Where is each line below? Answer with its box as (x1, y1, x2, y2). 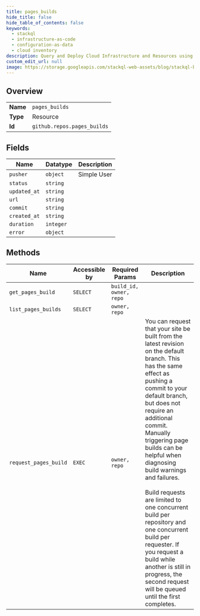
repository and (145, 518, 186, 526)
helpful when (145, 451, 182, 459)
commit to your (145, 384, 187, 392)
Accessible (73, 265, 105, 274)
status (9, 180, 28, 186)
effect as (145, 369, 170, 377)
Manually (145, 429, 171, 437)
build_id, (111, 283, 139, 289)
